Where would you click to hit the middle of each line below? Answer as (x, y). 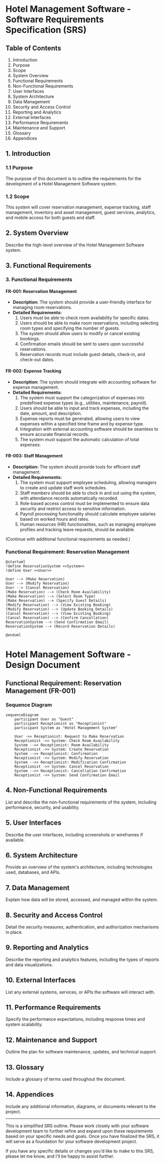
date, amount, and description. (51, 413)
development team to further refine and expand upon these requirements (79, 1131)
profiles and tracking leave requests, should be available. (77, 529)
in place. (14, 932)
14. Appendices (30, 1094)
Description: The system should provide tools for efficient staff (77, 467)
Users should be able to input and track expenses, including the (84, 408)
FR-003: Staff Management (34, 456)
